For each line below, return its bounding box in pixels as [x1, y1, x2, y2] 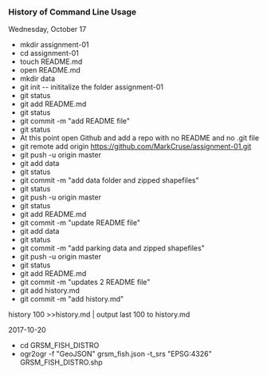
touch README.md [19, 57, 83, 66]
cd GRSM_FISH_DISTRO [19, 341, 100, 350]
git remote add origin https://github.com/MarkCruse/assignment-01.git [19, 142, 252, 152]
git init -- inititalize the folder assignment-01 [19, 82, 163, 92]
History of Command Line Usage [8, 6, 137, 18]
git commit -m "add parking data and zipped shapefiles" [19, 243, 205, 253]
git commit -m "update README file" [19, 218, 141, 227]
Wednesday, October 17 [8, 25, 87, 34]
